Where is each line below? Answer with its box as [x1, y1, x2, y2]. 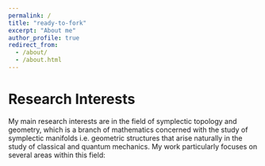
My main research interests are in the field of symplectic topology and [8, 116, 237, 125]
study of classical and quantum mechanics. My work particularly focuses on [8, 141, 258, 151]
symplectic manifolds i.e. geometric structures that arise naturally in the [8, 133, 243, 143]
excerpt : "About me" [8, 26, 77, 34]
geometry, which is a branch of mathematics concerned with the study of [8, 125, 248, 134]
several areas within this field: [8, 150, 106, 160]
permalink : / [8, 11, 52, 20]
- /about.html [15, 56, 62, 64]
